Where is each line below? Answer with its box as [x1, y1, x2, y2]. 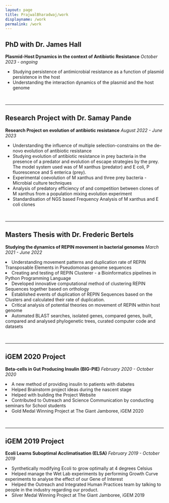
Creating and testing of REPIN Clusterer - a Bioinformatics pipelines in [12, 269, 156, 275]
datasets [5, 323, 24, 329]
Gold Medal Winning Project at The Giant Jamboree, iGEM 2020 [12, 408, 144, 414]
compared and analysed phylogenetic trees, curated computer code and [5, 318, 156, 324]
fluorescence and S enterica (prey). [12, 169, 87, 175]
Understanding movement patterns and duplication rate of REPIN [12, 259, 146, 265]
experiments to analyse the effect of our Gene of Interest [5, 476, 123, 482]
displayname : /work [5, 17, 46, 22]
